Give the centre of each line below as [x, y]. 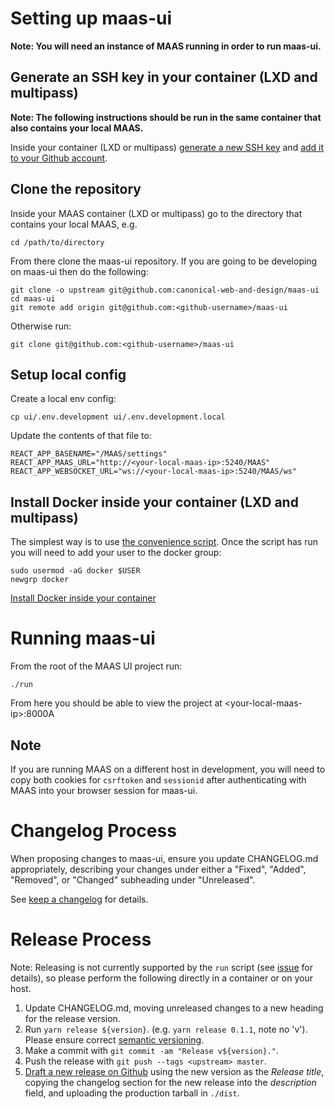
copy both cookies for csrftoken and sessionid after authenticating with [158, 779]
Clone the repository [76, 189]
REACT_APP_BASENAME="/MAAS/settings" [89, 454]
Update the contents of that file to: [81, 436]
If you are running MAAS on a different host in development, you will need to [168, 769]
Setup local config [68, 374]
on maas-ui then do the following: [79, 271]
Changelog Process [93, 831]
